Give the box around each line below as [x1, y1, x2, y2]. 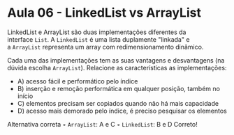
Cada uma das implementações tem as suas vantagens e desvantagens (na [7, 56, 225, 64]
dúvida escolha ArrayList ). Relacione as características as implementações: [7, 63, 227, 72]
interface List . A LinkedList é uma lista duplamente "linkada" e [7, 35, 190, 43]
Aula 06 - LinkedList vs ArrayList [7, 5, 201, 21]
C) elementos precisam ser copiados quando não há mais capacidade [17, 99, 219, 107]
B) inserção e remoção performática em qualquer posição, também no [17, 84, 220, 93]
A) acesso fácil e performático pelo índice [17, 77, 138, 85]
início [17, 92, 34, 100]
